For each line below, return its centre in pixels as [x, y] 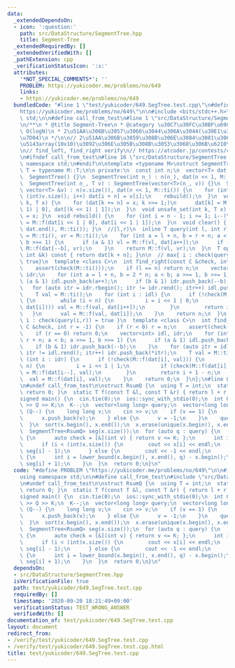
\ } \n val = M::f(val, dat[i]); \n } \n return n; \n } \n [123, 314]
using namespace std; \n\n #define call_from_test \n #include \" [112, 477]
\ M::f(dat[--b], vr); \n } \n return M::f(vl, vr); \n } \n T [120, 249]
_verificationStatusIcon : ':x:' [61, 66]
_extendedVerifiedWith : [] [53, 53]
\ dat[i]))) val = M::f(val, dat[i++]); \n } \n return [122, 307]
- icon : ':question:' [45, 27]
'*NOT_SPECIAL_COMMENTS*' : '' [64, 79]
